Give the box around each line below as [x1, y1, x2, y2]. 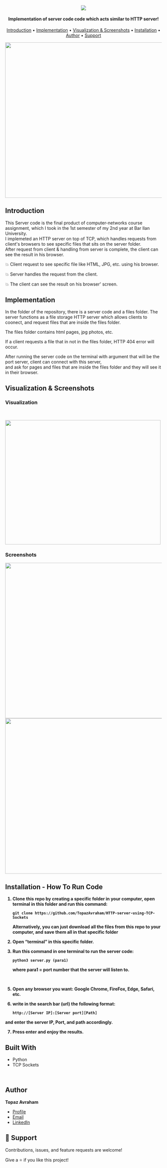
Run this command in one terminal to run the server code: [12, 949, 134, 955]
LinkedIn [12, 1119, 30, 1125]
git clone [12, 911, 33, 916]
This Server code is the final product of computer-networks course [5, 220, 143, 226]
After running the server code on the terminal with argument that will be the [5, 354, 160, 360]
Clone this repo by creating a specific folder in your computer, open [12, 896, 155, 902]
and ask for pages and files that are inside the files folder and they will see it [5, 364, 162, 370]
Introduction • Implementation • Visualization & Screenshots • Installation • [6, 27, 161, 33]
